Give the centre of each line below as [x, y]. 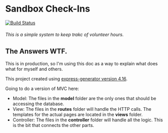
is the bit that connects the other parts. [53, 125]
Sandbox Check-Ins [48, 9]
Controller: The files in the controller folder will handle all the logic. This [88, 120]
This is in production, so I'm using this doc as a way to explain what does [82, 63]
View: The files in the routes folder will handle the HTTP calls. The [82, 109]
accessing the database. [38, 104]
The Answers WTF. [36, 51]
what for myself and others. [34, 69]
